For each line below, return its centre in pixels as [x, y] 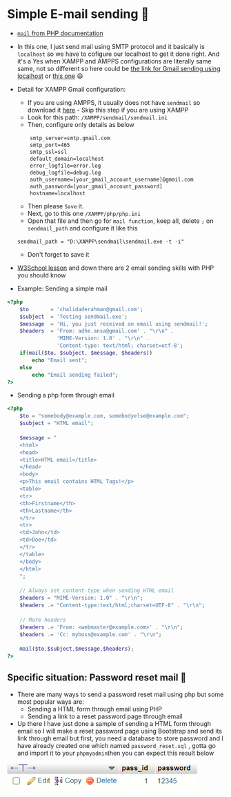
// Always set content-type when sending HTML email [97, 591]
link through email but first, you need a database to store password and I [120, 738]
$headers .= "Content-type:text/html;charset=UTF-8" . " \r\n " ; [112, 606]
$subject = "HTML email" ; [57, 424]
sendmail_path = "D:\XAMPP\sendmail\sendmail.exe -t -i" [101, 242]
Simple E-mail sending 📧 [78, 14]
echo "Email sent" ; [60, 360]
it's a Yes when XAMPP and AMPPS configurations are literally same [114, 61]
